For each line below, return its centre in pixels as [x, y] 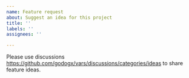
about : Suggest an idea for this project [59, 18]
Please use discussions [35, 57]
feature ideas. [24, 70]
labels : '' [20, 29]
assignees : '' [24, 34]
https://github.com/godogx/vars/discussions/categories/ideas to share [95, 63]
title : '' [19, 23]
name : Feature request [35, 12]
